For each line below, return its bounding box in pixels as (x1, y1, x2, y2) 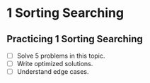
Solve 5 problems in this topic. (16, 51, 105, 60)
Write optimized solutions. (16, 60, 93, 68)
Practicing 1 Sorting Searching (6, 33, 143, 45)
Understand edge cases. (16, 68, 89, 76)
